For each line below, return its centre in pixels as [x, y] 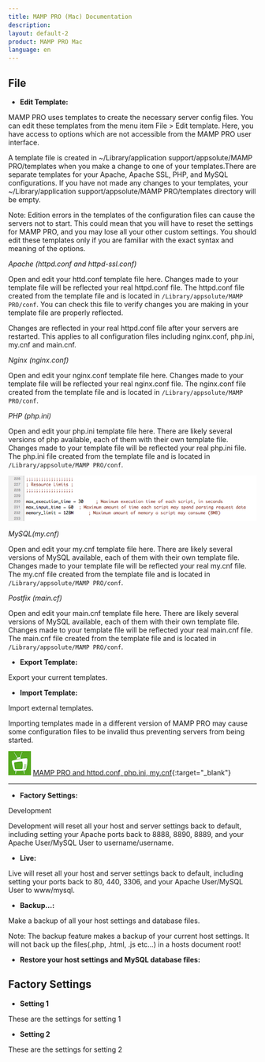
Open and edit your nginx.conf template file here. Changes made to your [126, 375]
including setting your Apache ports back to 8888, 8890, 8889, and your [126, 834]
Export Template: [49, 662]
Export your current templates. [58, 677]
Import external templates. [51, 707]
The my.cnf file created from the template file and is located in [109, 574]
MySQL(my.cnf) [34, 534]
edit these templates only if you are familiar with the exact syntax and [121, 240]
